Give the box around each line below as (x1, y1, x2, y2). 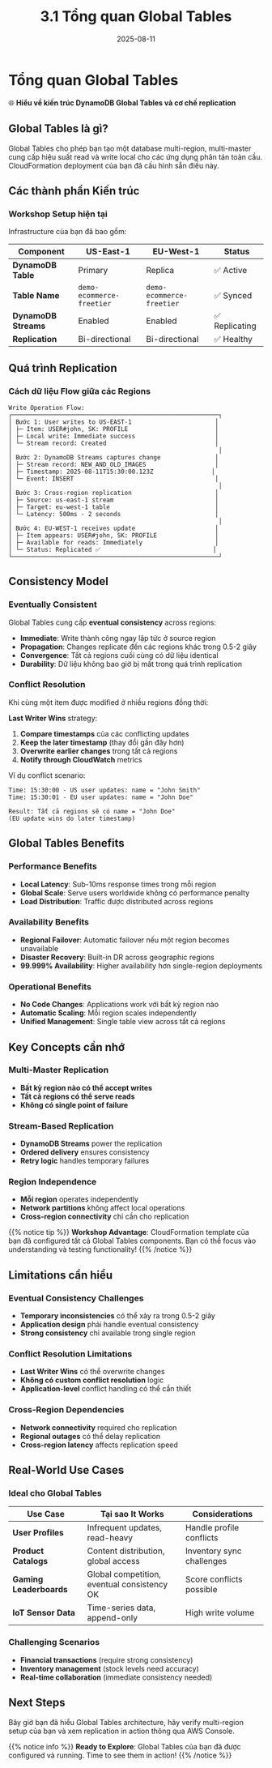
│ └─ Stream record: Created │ (8, 439, 219, 447)
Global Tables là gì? (8, 122, 109, 136)
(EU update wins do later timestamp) (8, 814, 136, 822)
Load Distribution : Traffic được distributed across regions (19, 896, 214, 906)
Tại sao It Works (100, 1509, 164, 1520)
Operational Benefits (8, 980, 91, 992)
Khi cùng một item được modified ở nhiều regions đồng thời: (8, 697, 209, 707)
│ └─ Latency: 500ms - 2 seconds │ (8, 510, 219, 518)
